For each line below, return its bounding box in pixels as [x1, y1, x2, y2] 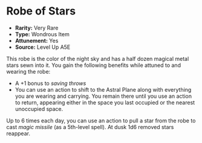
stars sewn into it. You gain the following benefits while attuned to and [6, 62, 181, 69]
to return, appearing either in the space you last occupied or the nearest [15, 98, 195, 106]
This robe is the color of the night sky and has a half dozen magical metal [6, 55, 189, 62]
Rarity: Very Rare [15, 24, 59, 31]
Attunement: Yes [15, 37, 59, 44]
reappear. [6, 130, 30, 137]
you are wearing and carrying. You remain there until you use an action [15, 92, 192, 100]
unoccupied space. [15, 105, 64, 112]
